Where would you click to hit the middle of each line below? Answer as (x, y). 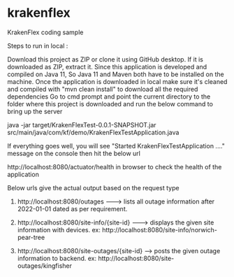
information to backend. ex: (57, 258)
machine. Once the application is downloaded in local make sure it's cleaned (117, 81)
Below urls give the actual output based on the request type (93, 187)
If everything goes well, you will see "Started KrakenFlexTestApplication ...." (116, 145)
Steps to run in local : (38, 45)
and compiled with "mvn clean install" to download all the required (103, 89)
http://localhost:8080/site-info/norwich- (160, 229)
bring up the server (35, 111)
